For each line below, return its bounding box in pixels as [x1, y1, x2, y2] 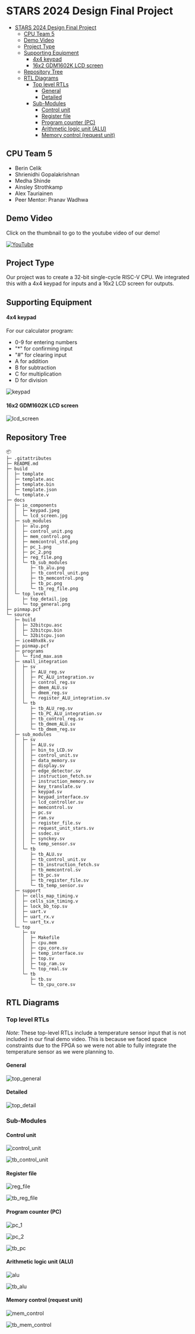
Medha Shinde [14, 177, 51, 184]
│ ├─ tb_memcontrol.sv [14, 867, 81, 873]
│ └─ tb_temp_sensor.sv [14, 882, 84, 888]
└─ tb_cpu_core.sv [30, 981, 76, 988]
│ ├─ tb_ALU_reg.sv [14, 705, 73, 711]
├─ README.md [6, 460, 39, 467]
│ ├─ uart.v [14, 908, 46, 914]
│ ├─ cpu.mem [21, 939, 58, 946]
